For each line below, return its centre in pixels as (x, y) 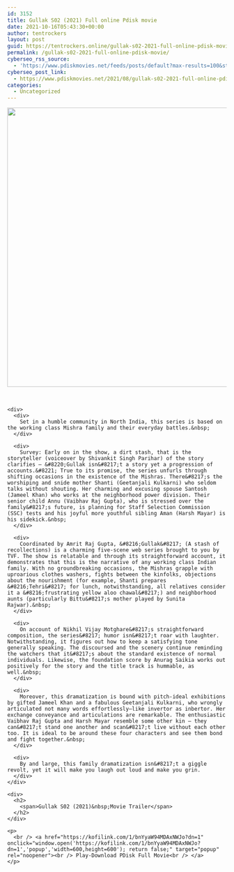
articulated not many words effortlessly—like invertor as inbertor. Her (117, 709)
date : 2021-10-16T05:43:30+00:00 (56, 27)
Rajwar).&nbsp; (29, 605)
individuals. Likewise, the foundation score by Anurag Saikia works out (117, 660)
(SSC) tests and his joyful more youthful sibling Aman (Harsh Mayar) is (117, 514)
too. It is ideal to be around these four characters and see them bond (115, 734)
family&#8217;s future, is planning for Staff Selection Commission (109, 508)
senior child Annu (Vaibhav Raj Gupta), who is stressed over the (106, 501)
